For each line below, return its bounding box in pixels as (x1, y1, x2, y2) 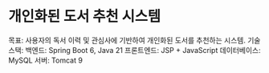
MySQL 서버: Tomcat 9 (8, 55, 83, 65)
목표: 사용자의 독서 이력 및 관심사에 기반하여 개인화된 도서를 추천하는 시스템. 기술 (8, 35, 261, 45)
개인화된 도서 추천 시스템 (8, 7, 161, 26)
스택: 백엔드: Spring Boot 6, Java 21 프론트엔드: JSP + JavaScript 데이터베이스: (8, 45, 261, 55)
